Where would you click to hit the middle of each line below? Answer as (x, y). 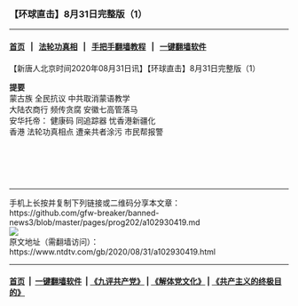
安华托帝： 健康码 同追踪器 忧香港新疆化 (82, 120)
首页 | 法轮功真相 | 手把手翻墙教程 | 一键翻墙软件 (108, 46)
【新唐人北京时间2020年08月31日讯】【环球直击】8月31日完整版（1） (135, 68)
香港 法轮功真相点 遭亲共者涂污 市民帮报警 (86, 132)
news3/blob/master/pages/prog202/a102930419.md (105, 222)
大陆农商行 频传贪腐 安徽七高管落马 (74, 109)
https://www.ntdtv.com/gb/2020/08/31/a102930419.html (113, 252)
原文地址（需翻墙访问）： (54, 241)
